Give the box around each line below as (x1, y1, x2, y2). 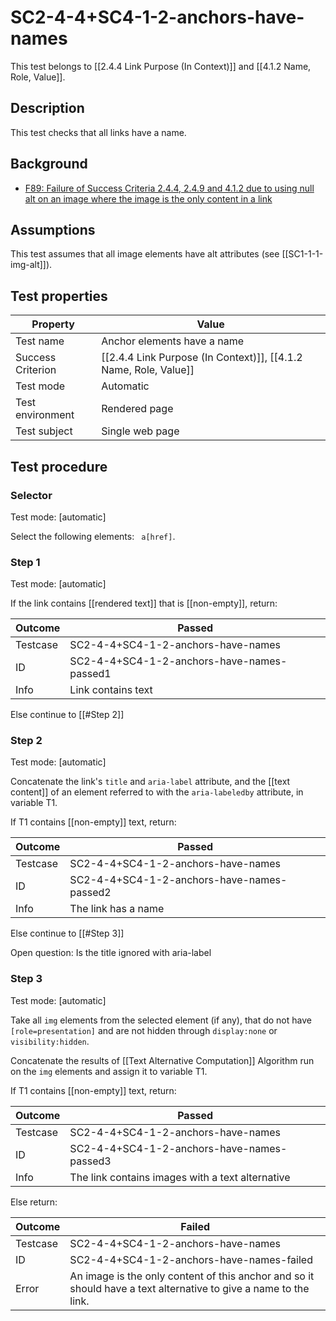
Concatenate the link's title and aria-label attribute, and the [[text (10, 776, 291, 788)
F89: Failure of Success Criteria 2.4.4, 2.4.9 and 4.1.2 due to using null (24, 182, 315, 194)
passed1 (69, 667, 112, 681)
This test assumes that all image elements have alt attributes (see (10, 248, 280, 260)
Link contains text (69, 683, 153, 697)
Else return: (10, 1196, 58, 1208)
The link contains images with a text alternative (69, 1170, 291, 1184)
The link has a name (69, 902, 165, 916)
